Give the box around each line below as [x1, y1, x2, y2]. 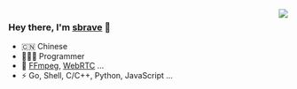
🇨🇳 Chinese [20, 41, 68, 52]
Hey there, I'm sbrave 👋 [8, 21, 112, 33]
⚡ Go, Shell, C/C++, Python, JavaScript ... [20, 70, 174, 81]
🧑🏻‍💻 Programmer [20, 51, 85, 62]
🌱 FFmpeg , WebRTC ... [20, 61, 105, 71]
